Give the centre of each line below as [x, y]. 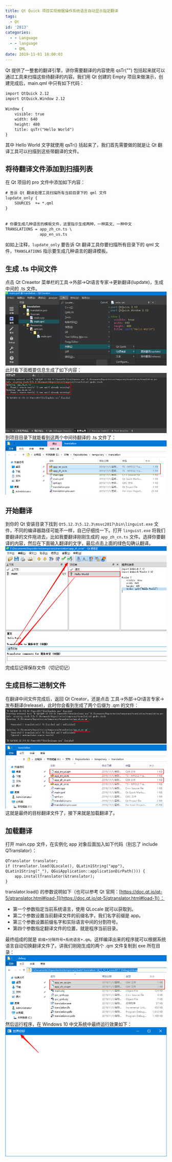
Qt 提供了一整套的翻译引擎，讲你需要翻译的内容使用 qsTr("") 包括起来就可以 [85, 70]
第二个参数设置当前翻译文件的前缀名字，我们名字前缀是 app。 [78, 916]
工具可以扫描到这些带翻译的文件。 [46, 151]
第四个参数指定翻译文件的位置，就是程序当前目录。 [67, 928]
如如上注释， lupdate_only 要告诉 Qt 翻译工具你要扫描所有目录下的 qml [80, 245]
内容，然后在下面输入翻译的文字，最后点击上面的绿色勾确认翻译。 [84, 543]
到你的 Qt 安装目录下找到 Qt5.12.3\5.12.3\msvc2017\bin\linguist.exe [79, 524]
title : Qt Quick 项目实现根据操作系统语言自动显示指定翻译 [62, 11]
